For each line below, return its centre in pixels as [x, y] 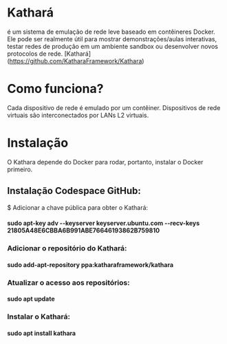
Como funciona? [55, 89]
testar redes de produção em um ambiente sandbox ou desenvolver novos [113, 46]
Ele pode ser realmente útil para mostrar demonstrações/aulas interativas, [112, 39]
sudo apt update [31, 299]
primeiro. [20, 169]
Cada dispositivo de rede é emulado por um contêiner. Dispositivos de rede [114, 107]
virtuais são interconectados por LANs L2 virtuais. [78, 115]
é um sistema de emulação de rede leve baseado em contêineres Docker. [111, 32]
